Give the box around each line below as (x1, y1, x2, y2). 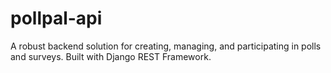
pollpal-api (10, 7, 103, 30)
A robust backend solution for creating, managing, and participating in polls (10, 40, 322, 52)
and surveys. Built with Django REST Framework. (10, 50, 212, 62)
